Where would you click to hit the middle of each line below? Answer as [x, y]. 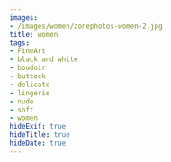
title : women [34, 34]
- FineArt [28, 51]
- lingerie [30, 93]
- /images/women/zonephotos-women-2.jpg [86, 26]
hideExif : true [38, 127]
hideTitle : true [40, 135]
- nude [22, 101]
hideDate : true [38, 143]
